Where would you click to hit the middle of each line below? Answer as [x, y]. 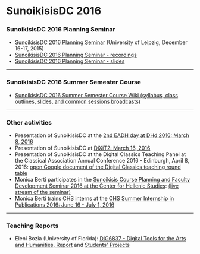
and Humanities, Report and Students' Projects [72, 245]
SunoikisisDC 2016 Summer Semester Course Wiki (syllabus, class [96, 95]
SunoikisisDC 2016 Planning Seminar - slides [70, 61]
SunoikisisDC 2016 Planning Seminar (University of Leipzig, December [101, 42]
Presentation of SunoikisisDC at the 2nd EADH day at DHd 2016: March [102, 135]
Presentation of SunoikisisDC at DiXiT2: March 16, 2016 [82, 148]
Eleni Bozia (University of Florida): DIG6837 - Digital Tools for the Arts [100, 239]
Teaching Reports [32, 226]
